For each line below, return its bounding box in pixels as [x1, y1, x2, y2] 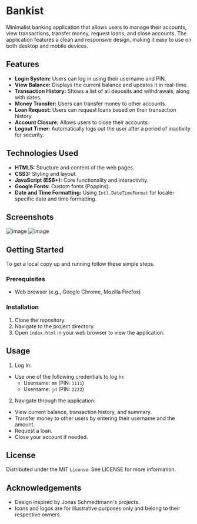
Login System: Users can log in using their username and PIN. [14, 75, 166, 82]
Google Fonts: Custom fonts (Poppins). [14, 182, 111, 189]
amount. [14, 420, 35, 428]
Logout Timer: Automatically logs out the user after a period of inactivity [14, 125, 191, 132]
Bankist [6, 4, 44, 18]
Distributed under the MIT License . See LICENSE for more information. [6, 466, 176, 473]
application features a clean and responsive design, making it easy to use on [6, 36, 192, 43]
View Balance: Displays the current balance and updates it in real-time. [14, 81, 188, 88]
